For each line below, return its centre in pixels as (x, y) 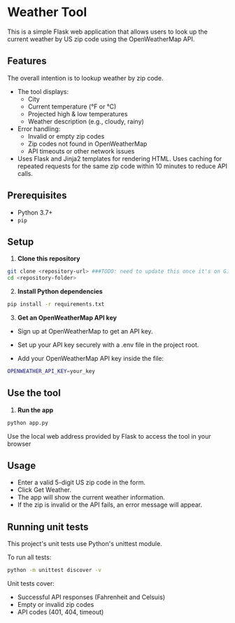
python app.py (28, 423)
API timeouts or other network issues (81, 151)
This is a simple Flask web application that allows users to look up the (108, 32)
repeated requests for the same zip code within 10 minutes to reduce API (122, 166)
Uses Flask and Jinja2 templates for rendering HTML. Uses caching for (120, 158)
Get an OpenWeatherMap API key (67, 317)
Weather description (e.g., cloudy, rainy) (86, 121)
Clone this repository (49, 259)
